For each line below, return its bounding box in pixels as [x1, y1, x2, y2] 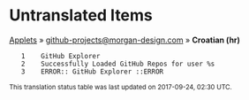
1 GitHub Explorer [20, 51, 101, 60]
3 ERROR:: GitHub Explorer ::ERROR [20, 67, 164, 76]
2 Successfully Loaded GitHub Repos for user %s [20, 59, 215, 68]
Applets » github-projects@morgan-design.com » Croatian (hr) [9, 35, 241, 45]
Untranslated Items [9, 5, 153, 26]
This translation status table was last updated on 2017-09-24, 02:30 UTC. [9, 82, 232, 91]
